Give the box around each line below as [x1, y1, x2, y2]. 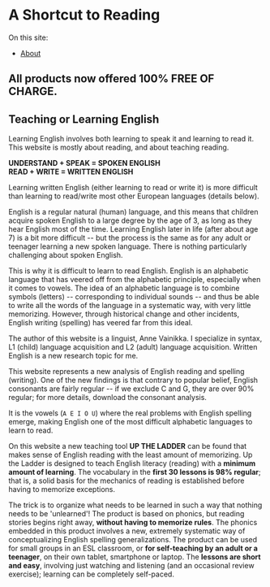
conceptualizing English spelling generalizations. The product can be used [8, 535, 258, 545]
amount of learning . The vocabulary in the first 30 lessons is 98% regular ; [8, 467, 261, 477]
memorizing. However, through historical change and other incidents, [8, 309, 240, 319]
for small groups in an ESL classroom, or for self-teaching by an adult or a [8, 543, 258, 554]
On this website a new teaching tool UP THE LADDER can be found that [8, 441, 247, 451]
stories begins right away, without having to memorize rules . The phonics [8, 518, 258, 528]
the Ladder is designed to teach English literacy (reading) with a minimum [8, 459, 256, 468]
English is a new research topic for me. [8, 351, 139, 361]
